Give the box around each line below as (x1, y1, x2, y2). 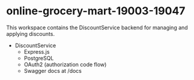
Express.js (23, 48, 50, 55)
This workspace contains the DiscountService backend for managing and (6, 24, 188, 31)
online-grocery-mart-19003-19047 (6, 4, 186, 18)
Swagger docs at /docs (23, 67, 82, 74)
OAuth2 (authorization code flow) (23, 61, 107, 68)
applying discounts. (6, 30, 55, 37)
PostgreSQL (23, 54, 54, 61)
